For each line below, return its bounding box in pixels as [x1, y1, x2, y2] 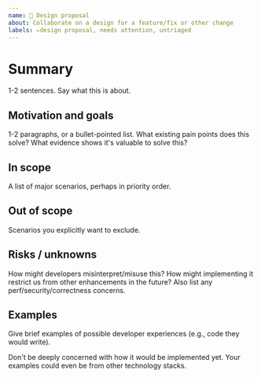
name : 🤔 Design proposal [8, 11, 90, 20]
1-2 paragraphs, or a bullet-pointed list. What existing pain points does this [8, 130, 250, 139]
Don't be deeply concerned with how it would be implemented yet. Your [8, 353, 241, 362]
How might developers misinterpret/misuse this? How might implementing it [8, 269, 254, 278]
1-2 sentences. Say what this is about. [8, 86, 131, 95]
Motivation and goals [8, 108, 114, 122]
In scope [8, 160, 51, 174]
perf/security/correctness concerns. [8, 285, 126, 295]
